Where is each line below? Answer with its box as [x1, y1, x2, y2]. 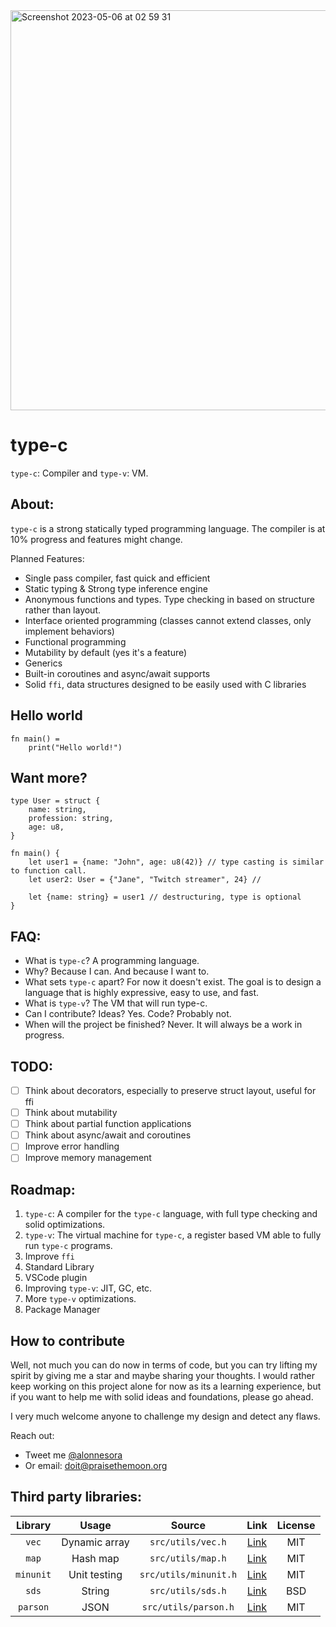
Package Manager [24, 1304, 101, 1316]
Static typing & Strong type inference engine [24, 582, 208, 594]
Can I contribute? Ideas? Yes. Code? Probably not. [24, 1008, 232, 1020]
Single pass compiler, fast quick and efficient [24, 572, 211, 584]
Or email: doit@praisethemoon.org [24, 1460, 168, 1471]
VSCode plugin [24, 1272, 88, 1284]
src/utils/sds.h [149, 1585, 227, 1596]
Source [170, 1518, 207, 1532]
